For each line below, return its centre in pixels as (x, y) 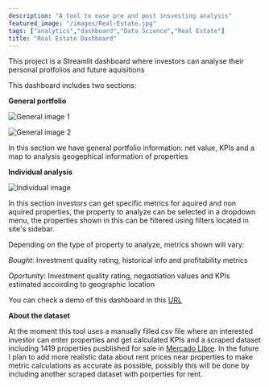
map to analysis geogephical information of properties (98, 156)
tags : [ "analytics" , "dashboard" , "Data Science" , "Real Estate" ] (117, 31)
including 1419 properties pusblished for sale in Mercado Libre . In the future (134, 348)
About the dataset (39, 316)
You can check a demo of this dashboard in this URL (95, 300)
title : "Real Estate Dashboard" (62, 38)
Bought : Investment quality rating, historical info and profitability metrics (128, 260)
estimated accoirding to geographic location (82, 285)
